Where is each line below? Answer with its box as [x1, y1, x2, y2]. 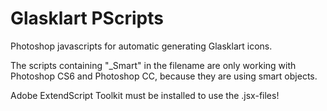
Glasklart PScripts [10, 7, 164, 30]
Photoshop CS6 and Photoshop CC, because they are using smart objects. [10, 70, 318, 82]
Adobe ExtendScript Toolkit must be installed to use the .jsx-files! [10, 89, 280, 101]
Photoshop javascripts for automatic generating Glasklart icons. [10, 40, 273, 52]
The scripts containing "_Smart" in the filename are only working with [10, 59, 297, 71]
